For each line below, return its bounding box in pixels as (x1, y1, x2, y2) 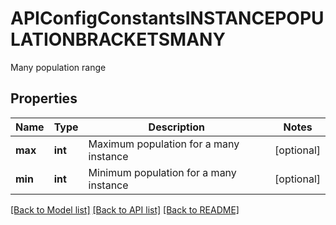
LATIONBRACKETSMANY (10, 28, 226, 51)
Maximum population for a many (88, 137, 240, 151)
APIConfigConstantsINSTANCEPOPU (10, 7, 325, 30)
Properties (10, 90, 78, 107)
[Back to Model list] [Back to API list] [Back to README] (10, 203, 240, 216)
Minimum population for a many (88, 165, 237, 179)
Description (148, 120, 206, 134)
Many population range (10, 61, 107, 73)
